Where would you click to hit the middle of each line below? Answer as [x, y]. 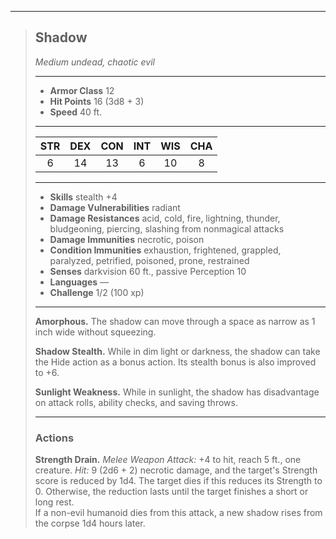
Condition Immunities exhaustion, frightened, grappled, [165, 250]
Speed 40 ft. [76, 112]
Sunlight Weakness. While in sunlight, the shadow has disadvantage [177, 392]
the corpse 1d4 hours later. [90, 523]
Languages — [79, 282]
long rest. [54, 502]
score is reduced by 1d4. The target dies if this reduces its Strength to [178, 481]
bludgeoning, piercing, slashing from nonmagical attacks [167, 228]
